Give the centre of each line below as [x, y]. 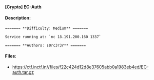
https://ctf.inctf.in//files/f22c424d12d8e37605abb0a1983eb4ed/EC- [80, 67]
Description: [18, 18]
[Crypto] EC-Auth [23, 7]
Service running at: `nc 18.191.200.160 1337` [53, 37]
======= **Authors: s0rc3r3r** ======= [46, 45]
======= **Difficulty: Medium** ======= [47, 28]
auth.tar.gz [23, 72]
